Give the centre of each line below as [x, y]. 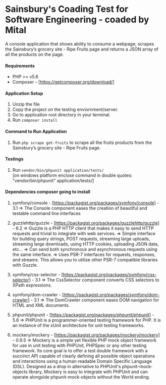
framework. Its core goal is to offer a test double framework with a [80, 350]
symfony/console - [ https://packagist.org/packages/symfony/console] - [86, 203]
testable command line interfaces [46, 213]
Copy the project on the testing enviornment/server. [65, 109]
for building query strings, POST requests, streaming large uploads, [81, 239]
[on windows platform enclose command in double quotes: [72, 175]
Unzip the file [26, 104]
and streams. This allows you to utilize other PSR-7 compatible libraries [85, 260]
